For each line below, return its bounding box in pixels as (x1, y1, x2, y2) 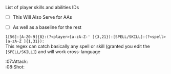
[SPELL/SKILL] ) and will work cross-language (5, 49, 101, 55)
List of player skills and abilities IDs (5, 5, 79, 10)
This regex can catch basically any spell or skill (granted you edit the (5, 43, 150, 50)
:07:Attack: (5, 58, 28, 65)
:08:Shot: (5, 64, 25, 70)
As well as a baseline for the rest (12, 24, 82, 30)
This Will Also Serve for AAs (12, 14, 73, 20)
